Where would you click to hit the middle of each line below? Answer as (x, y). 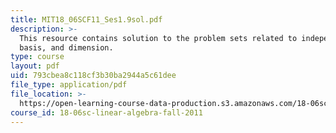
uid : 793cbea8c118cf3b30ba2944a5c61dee (93, 76)
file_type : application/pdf (69, 85)
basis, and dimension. (66, 47)
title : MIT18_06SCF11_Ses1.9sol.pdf (86, 19)
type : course (37, 57)
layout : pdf (35, 66)
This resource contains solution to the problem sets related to (158, 38)
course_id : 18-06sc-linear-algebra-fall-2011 (106, 112)
